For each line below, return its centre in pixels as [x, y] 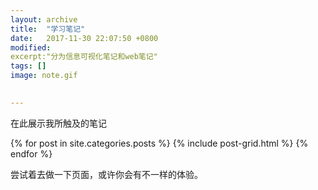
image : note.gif [44, 76]
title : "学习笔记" [48, 29]
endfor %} [31, 153]
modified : [31, 47]
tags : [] [28, 66]
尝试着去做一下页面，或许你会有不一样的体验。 [106, 174]
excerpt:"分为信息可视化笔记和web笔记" [84, 57]
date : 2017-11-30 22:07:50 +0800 [84, 38]
